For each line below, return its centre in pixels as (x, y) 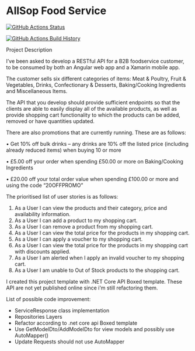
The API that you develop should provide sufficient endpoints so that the (93, 102)
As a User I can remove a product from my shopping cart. (84, 226)
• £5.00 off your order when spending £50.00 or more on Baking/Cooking (95, 161)
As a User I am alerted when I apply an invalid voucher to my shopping (100, 258)
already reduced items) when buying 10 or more (64, 150)
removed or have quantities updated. (50, 121)
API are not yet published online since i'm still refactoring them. (82, 288)
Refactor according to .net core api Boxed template (76, 323)
